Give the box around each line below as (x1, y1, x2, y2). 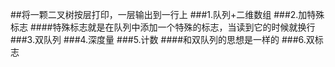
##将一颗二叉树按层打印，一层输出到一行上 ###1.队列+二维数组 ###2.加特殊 (10, 9, 325, 20)
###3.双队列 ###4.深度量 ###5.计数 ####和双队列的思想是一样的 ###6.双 (10, 34, 315, 45)
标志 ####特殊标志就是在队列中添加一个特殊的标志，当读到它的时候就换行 (10, 21, 316, 33)
